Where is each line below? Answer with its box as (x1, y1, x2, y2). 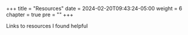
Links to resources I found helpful (6, 23, 88, 29)
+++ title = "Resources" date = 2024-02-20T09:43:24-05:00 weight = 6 (6, 5, 183, 12)
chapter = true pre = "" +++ (6, 11, 74, 18)
